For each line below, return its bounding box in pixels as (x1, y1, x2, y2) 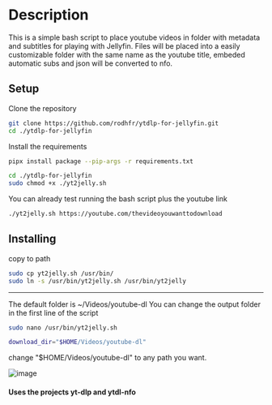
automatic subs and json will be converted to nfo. (8, 58, 172, 68)
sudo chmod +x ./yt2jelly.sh (8, 179, 107, 187)
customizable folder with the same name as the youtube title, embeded (8, 50, 245, 59)
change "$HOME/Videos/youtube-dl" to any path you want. (8, 353, 207, 363)
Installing (8, 232, 57, 246)
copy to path (8, 253, 51, 263)
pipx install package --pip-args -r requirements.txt (8, 157, 194, 166)
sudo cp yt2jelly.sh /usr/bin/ (8, 269, 114, 278)
